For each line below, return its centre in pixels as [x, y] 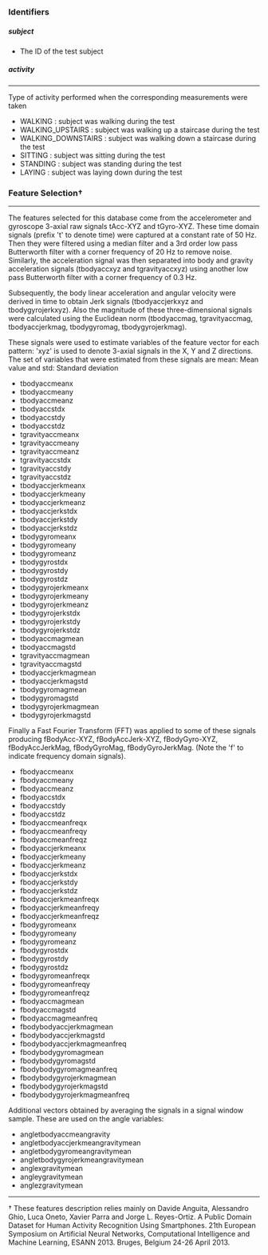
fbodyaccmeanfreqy [53, 832]
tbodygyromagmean [53, 690]
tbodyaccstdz [42, 426]
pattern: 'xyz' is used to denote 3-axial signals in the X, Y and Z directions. [131, 351]
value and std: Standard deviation [63, 368]
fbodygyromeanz [48, 942]
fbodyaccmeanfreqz [53, 840]
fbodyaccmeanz [47, 789]
